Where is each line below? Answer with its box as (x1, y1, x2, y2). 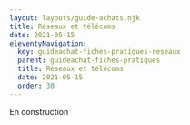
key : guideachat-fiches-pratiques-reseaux (17, 47, 181, 57)
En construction (9, 106, 69, 117)
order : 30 (17, 81, 55, 90)
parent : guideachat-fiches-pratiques (17, 56, 161, 65)
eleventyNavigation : (9, 38, 88, 48)
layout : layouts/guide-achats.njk (9, 13, 141, 23)
